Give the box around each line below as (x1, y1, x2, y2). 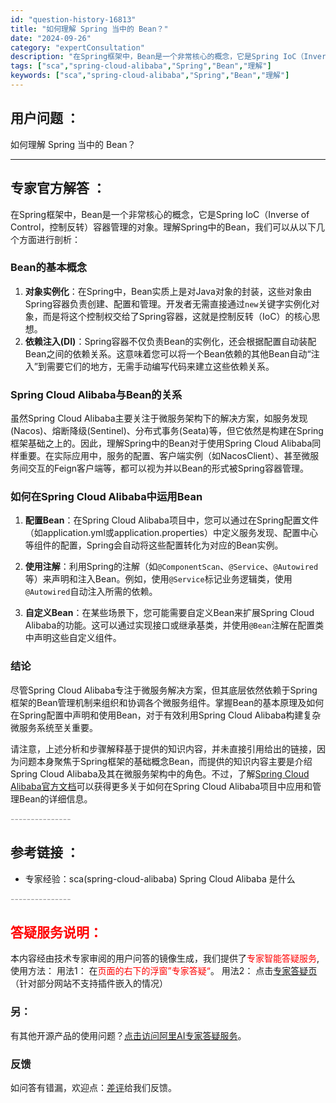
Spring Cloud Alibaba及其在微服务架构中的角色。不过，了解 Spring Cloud (10, 767, 310, 780)
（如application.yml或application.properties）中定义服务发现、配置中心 (24, 527, 318, 539)
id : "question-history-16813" (10, 14, 137, 25)
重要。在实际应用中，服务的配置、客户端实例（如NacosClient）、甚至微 (18, 450, 311, 462)
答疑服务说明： (10, 924, 103, 941)
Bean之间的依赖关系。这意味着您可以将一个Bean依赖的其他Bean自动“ (24, 347, 312, 360)
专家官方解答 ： (10, 180, 106, 197)
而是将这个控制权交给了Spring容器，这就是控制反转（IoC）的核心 (42, 310, 312, 322)
